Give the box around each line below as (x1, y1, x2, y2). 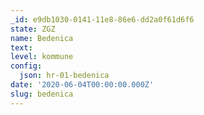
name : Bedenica (10, 33, 74, 43)
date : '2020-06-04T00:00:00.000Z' (10, 80, 155, 90)
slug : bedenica (10, 89, 74, 99)
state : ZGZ (10, 24, 56, 34)
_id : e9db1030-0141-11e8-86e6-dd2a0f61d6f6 (10, 14, 195, 25)
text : (10, 42, 33, 53)
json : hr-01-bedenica (19, 71, 110, 81)
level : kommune (10, 52, 74, 62)
